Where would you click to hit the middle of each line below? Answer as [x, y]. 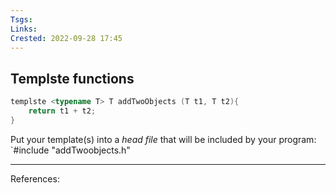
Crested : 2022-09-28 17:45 [66, 38]
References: [35, 178]
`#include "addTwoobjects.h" [70, 150]
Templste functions [72, 78]
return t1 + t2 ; [62, 111]
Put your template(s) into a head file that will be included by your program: [163, 139]
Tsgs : [21, 19]
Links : [24, 29]
